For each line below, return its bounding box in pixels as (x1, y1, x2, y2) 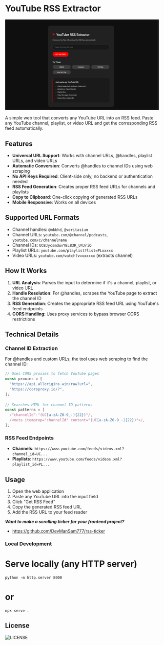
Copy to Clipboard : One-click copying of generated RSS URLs (12, 194, 138, 200)
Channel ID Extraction (5, 345, 58, 351)
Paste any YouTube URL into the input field (12, 494, 99, 500)
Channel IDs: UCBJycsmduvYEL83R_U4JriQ (12, 242, 92, 248)
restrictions (12, 316, 35, 322)
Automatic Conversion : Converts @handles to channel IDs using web (12, 163, 153, 169)
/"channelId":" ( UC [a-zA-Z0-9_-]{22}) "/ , (9, 413, 93, 417)
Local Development (5, 540, 52, 547)
